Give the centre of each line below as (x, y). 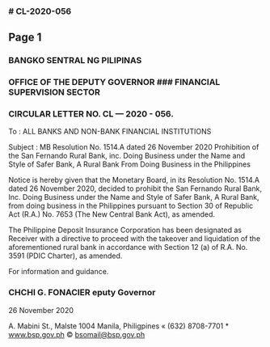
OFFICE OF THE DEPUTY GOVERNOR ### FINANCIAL (114, 83)
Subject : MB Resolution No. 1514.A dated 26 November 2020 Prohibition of (134, 147)
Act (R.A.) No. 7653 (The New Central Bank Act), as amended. (112, 214)
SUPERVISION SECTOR (55, 92)
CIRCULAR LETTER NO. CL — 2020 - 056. (91, 114)
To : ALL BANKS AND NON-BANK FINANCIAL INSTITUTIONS (110, 132)
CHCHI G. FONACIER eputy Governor (82, 293)
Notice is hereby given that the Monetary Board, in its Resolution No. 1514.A (134, 180)
